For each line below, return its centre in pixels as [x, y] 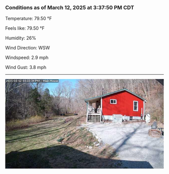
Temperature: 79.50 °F [28, 19]
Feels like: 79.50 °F [25, 28]
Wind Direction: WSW [28, 48]
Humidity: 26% [21, 38]
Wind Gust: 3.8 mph [26, 68]
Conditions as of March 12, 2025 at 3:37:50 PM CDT [70, 8]
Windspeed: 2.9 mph [27, 57]
